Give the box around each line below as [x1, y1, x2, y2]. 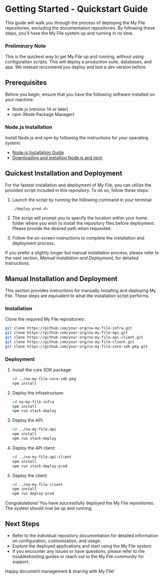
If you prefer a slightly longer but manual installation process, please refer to [5, 250, 159, 256]
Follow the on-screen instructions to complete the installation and [12, 235, 144, 241]
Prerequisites [5, 78, 47, 87]
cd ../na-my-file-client [12, 482, 63, 487]
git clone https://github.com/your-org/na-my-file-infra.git [5, 326, 133, 331]
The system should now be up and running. [5, 505, 93, 511]
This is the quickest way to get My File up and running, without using [5, 54, 144, 60]
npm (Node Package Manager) [12, 112, 75, 118]
